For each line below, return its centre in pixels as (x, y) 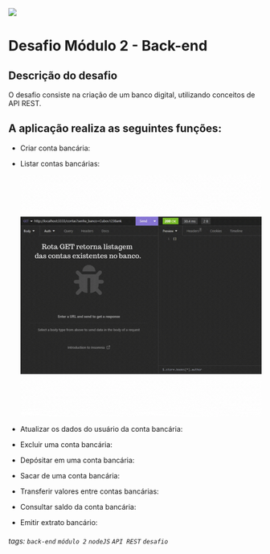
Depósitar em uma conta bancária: (77, 460)
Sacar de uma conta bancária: (70, 476)
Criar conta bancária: (55, 148)
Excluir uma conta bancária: (66, 445)
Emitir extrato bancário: (59, 523)
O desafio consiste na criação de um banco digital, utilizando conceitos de (132, 95)
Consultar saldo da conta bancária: (78, 507)
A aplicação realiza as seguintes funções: (115, 129)
